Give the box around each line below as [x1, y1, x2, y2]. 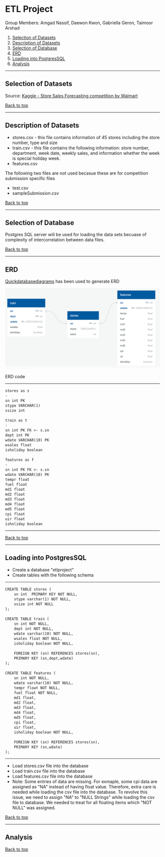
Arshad [5, 25, 20, 31]
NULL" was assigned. [12, 805, 56, 811]
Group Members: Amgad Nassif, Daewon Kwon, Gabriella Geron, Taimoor [5, 20, 153, 26]
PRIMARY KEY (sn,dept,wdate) [14, 656, 74, 661]
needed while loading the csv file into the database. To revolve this [12, 789, 148, 795]
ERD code [5, 374, 26, 380]
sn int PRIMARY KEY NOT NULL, [14, 592, 78, 597]
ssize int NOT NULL [14, 602, 54, 607]
